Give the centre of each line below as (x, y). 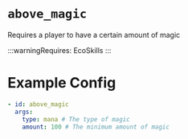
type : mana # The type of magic (76, 119)
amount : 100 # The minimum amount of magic (96, 127)
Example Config (62, 83)
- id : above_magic (38, 104)
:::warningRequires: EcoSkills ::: (59, 50)
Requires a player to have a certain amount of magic (94, 35)
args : (24, 112)
